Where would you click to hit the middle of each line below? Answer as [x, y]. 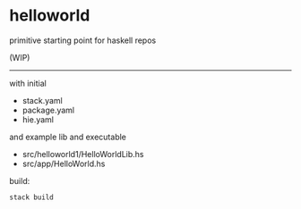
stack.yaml [42, 100]
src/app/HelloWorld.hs [64, 163]
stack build [31, 197]
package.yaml [48, 110]
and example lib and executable [68, 137]
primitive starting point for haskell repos [83, 40]
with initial [28, 83]
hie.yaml [38, 119]
